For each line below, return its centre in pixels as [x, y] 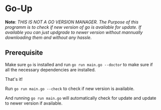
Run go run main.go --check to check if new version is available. [70, 89]
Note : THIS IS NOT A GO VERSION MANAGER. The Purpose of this [72, 22]
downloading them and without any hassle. [48, 37]
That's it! [14, 79]
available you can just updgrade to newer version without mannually [74, 32]
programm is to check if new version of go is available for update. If [73, 27]
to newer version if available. [34, 103]
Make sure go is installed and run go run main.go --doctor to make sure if [79, 64]
